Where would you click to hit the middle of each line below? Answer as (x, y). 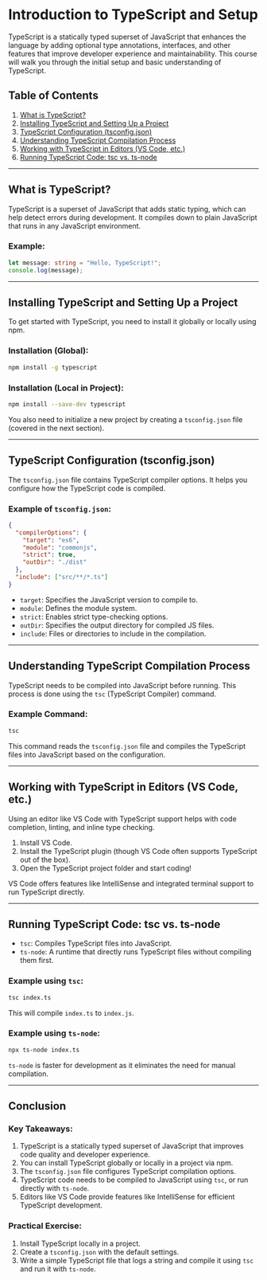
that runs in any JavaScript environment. (75, 225)
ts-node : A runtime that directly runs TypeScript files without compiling (135, 952)
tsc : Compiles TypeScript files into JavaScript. (96, 943)
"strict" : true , (50, 555)
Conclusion (37, 1106)
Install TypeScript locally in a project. (80, 1243)
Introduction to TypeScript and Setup (133, 15)
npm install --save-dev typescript (67, 404)
